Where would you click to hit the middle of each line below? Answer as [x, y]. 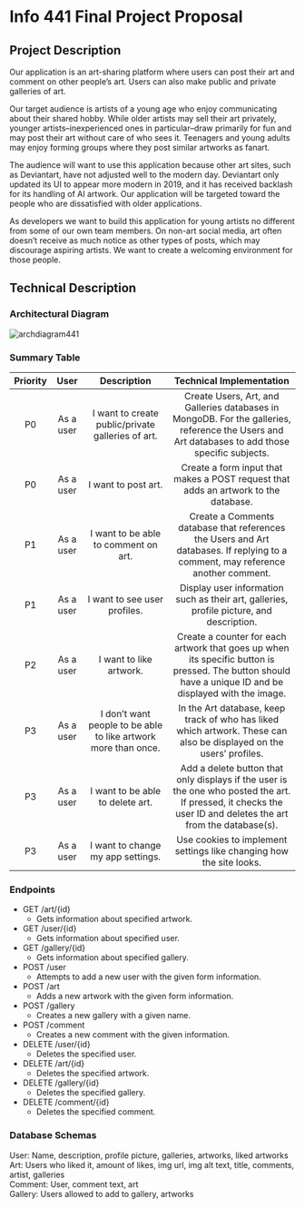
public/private [126, 424]
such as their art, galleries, [232, 599]
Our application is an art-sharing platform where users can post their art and [152, 72]
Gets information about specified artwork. [114, 919]
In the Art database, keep [232, 708]
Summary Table [45, 358]
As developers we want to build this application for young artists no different [152, 221]
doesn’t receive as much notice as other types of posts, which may [135, 241]
